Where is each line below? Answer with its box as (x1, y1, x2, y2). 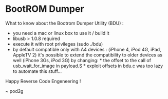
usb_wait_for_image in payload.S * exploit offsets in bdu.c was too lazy (12, 63, 163, 69)
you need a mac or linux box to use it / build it (12, 30, 109, 36)
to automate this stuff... (12, 68, 62, 74)
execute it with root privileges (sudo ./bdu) (12, 41, 103, 47)
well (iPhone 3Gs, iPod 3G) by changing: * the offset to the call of (12, 57, 152, 63)
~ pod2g (5, 88, 24, 94)
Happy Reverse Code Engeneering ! (5, 78, 81, 84)
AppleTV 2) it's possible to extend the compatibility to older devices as (12, 52, 163, 58)
